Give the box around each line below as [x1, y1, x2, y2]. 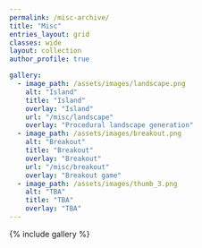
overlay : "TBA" [25, 204, 82, 213]
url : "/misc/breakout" [25, 162, 110, 171]
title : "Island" [25, 96, 87, 105]
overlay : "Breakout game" [25, 171, 122, 180]
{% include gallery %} [9, 228, 91, 239]
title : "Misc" [9, 21, 63, 30]
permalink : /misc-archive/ [9, 13, 110, 22]
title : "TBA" [25, 196, 74, 205]
